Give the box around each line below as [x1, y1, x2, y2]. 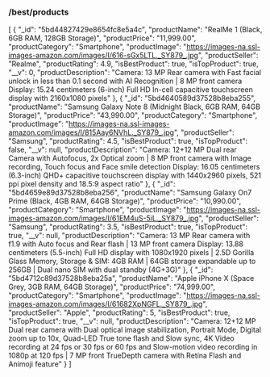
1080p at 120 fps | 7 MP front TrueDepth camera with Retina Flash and [8, 350, 242, 361]
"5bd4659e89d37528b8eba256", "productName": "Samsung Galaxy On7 [8, 188, 252, 198]
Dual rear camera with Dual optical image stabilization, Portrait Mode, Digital [8, 325, 262, 335]
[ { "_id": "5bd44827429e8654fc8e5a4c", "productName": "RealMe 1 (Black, [8, 25, 263, 35]
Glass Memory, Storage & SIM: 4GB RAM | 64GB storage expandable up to [8, 257, 256, 266]
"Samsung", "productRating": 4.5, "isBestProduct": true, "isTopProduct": [8, 136, 248, 146]
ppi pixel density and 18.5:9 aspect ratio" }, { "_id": [8, 179, 176, 189]
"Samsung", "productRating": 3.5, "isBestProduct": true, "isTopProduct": [8, 222, 248, 232]
